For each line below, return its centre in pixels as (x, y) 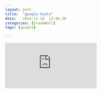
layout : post (18, 9)
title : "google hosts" (29, 14)
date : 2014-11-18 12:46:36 (36, 18)
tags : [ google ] (20, 28)
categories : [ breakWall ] (30, 23)
